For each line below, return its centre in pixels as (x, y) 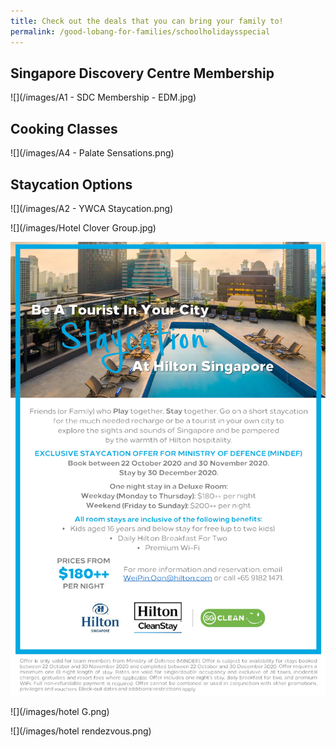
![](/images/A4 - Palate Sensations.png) (92, 153)
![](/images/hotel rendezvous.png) (81, 731)
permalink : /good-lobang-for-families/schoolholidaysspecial (140, 31)
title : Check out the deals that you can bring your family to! (147, 21)
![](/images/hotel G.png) (60, 712)
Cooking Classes (64, 128)
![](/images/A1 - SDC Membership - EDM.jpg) (103, 97)
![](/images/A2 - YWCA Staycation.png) (92, 208)
